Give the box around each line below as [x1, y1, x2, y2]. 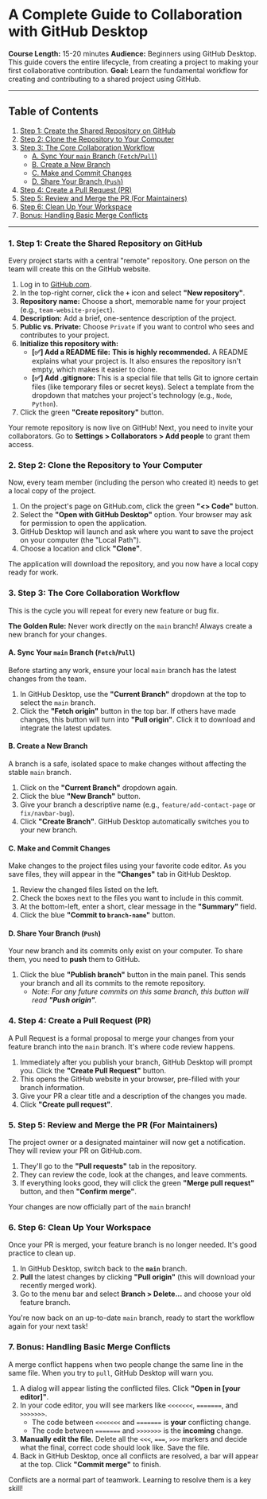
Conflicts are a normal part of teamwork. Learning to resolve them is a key [8, 1474, 252, 1485]
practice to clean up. [8, 1248, 76, 1258]
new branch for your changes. [8, 629, 107, 639]
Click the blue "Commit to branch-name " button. [19, 910, 176, 920]
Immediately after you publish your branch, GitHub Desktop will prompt [19, 1057, 253, 1067]
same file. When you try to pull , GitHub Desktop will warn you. [8, 1368, 214, 1377]
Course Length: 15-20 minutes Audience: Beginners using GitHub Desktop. [8, 49, 257, 58]
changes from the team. [8, 674, 87, 683]
